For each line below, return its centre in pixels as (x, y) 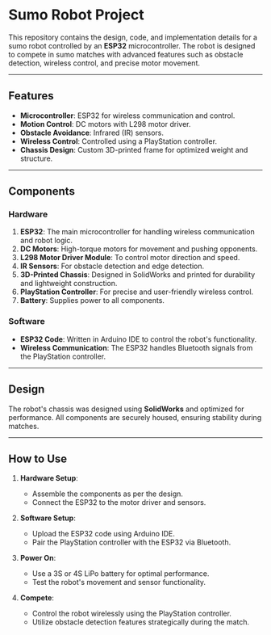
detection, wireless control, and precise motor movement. (104, 63)
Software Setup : (48, 518)
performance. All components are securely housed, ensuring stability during (135, 417)
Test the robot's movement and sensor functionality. (119, 582)
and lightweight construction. (69, 284)
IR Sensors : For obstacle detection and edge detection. (112, 266)
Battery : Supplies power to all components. (92, 301)
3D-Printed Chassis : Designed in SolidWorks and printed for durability (138, 275)
